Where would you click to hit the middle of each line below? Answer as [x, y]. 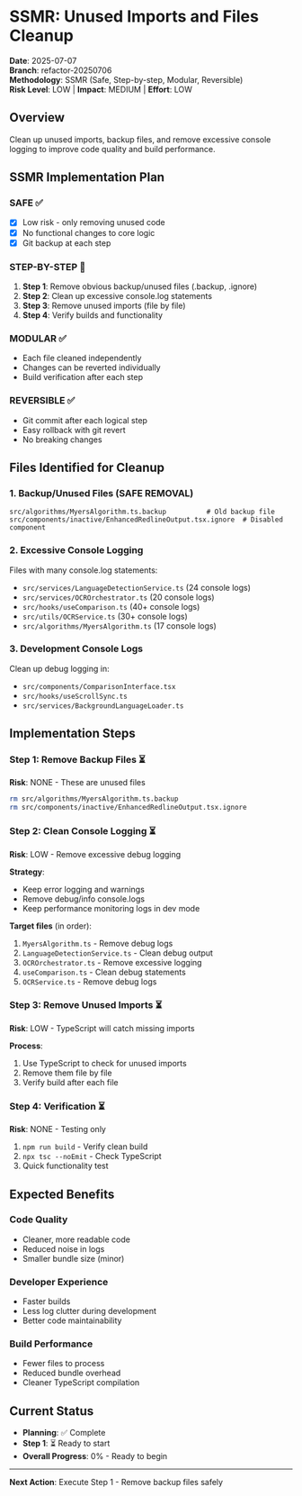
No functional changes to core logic [89, 232]
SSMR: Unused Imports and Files [134, 17]
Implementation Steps [73, 734]
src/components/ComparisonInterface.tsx [99, 686]
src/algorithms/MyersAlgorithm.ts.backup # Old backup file [142, 512]
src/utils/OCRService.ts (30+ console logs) [105, 616]
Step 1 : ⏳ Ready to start [66, 1444]
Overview [37, 118]
